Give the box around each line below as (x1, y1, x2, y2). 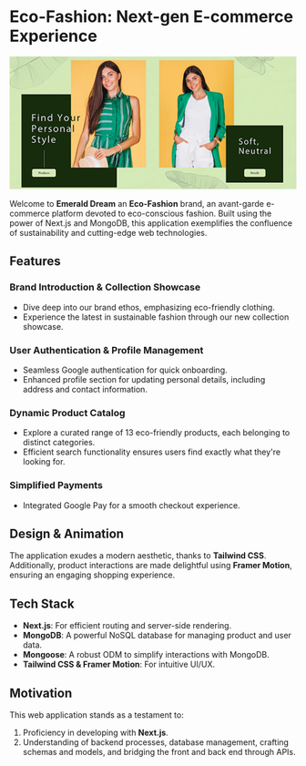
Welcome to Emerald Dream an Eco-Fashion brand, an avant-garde (9, 199, 264, 209)
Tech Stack (9, 596, 75, 611)
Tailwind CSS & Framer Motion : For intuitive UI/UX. (22, 659, 216, 670)
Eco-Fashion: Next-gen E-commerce (9, 6, 294, 27)
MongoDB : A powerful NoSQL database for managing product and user (22, 630, 291, 641)
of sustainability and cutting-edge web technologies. (9, 228, 208, 239)
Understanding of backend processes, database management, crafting (22, 737, 290, 748)
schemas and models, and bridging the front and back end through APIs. (22, 747, 296, 758)
